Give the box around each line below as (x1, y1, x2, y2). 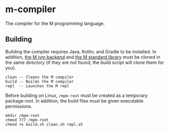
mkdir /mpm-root (5, 113, 40, 118)
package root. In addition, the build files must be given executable (5, 97, 144, 104)
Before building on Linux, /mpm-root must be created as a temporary (5, 92, 148, 98)
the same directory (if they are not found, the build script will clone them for (5, 59, 164, 65)
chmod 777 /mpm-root (5, 117, 49, 122)
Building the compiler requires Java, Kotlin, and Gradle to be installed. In (5, 48, 157, 54)
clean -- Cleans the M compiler (5, 75, 74, 80)
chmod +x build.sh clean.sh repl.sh (5, 122, 83, 127)
